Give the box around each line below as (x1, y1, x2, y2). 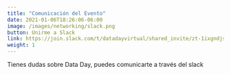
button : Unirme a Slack (7, 29, 76, 36)
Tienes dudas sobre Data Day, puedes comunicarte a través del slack (7, 61, 204, 68)
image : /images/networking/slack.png (7, 22, 115, 29)
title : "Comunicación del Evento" (7, 10, 107, 17)
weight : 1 (7, 42, 36, 48)
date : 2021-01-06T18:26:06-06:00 (7, 16, 103, 23)
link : (7, 35, 23, 42)
